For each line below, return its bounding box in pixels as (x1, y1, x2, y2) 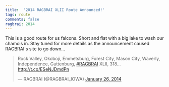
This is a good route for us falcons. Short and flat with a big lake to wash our (5, 35, 164, 41)
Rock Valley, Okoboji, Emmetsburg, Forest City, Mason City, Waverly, (17, 56, 160, 62)
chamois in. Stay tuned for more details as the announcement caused (5, 41, 150, 47)
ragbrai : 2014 (5, 21, 35, 27)
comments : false (5, 17, 39, 22)
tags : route (5, 12, 30, 17)
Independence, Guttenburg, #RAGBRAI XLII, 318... (17, 61, 121, 67)
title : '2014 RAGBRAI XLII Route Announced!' (5, 7, 105, 13)
